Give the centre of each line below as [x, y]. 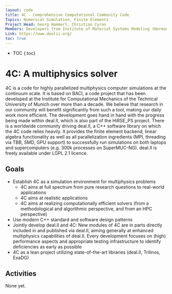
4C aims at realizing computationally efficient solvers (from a [85, 203]
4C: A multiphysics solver [61, 74]
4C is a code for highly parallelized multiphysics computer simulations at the [86, 88]
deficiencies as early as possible [47, 246]
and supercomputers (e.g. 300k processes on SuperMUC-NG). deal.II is [81, 148]
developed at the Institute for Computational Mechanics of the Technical [81, 99]
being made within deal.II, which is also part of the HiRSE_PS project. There [85, 120]
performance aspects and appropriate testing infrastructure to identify [87, 241]
